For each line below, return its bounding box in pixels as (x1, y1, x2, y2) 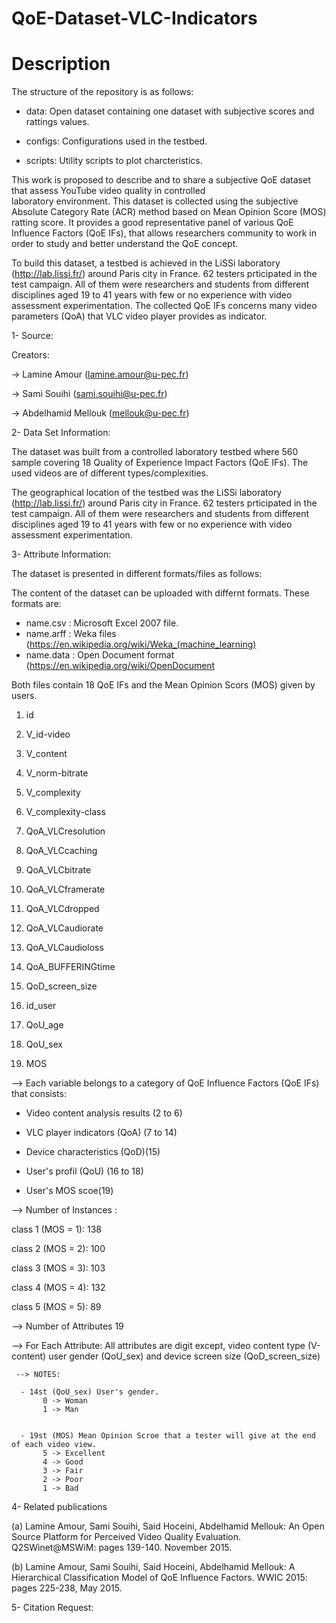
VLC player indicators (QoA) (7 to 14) (25, 1127, 178, 1139)
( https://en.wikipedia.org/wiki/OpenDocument (25, 660, 216, 672)
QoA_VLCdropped (25, 903, 100, 915)
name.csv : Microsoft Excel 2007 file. (25, 617, 179, 629)
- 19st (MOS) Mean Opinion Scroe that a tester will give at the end (20, 1431, 316, 1441)
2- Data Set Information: (11, 427, 111, 439)
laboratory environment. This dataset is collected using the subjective (11, 195, 299, 207)
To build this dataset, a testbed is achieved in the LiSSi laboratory (11, 257, 281, 269)
